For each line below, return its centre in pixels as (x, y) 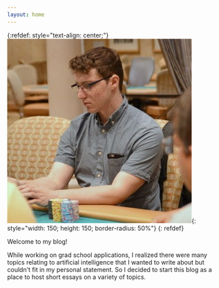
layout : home (26, 15)
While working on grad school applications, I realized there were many (107, 255)
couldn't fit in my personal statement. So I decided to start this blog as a (109, 269)
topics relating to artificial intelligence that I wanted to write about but (106, 262)
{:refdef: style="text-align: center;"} (58, 35)
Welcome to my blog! (37, 241)
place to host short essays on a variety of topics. (77, 277)
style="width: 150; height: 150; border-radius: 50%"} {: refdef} (96, 228)
